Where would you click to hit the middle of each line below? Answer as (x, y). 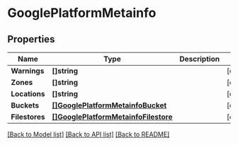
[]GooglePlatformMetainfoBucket (109, 105)
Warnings (28, 71)
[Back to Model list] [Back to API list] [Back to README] (89, 134)
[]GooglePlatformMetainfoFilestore (112, 117)
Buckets (25, 105)
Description (200, 59)
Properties (31, 39)
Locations (28, 94)
